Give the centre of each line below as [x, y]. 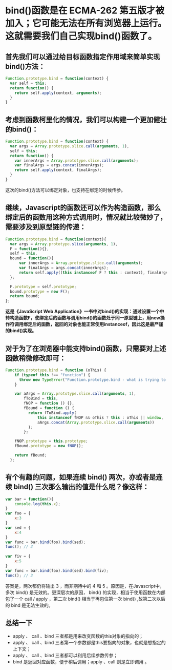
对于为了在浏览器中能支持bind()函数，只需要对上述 [86, 348]
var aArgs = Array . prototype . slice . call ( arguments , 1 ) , [76, 394]
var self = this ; [28, 83]
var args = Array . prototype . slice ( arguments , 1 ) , [64, 244]
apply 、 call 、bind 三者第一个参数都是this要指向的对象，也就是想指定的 [89, 643]
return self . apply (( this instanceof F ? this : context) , [82, 273]
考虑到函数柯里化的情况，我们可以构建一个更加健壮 [86, 119]
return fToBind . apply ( [52, 413]
